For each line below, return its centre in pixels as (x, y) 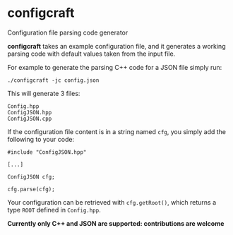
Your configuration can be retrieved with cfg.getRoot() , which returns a (112, 202)
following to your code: (41, 139)
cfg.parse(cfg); (31, 189)
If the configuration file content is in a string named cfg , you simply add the (117, 131)
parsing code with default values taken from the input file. (91, 54)
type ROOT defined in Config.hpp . (54, 210)
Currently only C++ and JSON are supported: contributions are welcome (116, 223)
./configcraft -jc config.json (53, 80)
